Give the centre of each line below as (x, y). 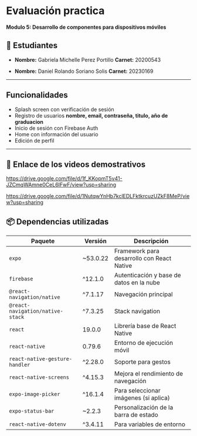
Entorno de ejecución (144, 343)
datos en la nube (137, 283)
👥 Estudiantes (32, 46)
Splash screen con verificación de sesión (64, 109)
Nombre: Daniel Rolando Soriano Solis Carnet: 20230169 (84, 71)
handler (20, 365)
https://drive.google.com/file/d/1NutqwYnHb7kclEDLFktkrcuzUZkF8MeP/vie (98, 196)
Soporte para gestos (142, 362)
